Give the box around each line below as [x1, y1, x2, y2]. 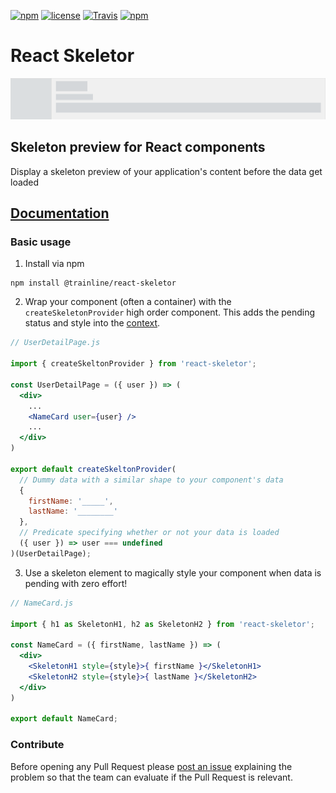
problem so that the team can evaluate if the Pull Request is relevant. [10, 771, 293, 783]
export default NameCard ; [10, 714, 118, 724]
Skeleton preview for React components [10, 139, 266, 156]
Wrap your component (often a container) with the [24, 296, 232, 308]
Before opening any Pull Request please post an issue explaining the [10, 760, 293, 772]
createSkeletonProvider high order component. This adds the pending [24, 306, 316, 319]
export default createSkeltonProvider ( [10, 464, 177, 474]
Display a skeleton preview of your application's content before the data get [10, 165, 323, 177]
